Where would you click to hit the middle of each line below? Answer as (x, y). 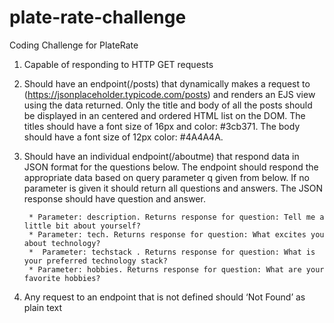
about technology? (62, 243)
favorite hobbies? (62, 278)
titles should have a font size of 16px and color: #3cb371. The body (162, 126)
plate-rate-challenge (98, 17)
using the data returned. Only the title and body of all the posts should (168, 105)
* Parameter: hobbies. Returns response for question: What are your (176, 269)
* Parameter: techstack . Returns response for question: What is (172, 252)
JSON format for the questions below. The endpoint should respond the (171, 167)
